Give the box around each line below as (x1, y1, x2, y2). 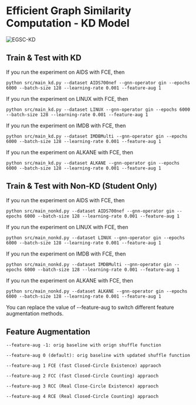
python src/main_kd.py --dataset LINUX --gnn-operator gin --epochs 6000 (6, 107, 191, 113)
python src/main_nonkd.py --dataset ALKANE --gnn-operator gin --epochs (6, 288, 188, 294)
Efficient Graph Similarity (6, 4, 131, 18)
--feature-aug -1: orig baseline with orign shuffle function (6, 342, 161, 348)
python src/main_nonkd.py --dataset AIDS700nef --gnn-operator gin (6, 208, 175, 214)
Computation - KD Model (6, 16, 130, 30)
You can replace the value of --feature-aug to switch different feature (6, 304, 174, 311)
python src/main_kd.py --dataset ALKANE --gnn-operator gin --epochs (6, 160, 180, 166)
